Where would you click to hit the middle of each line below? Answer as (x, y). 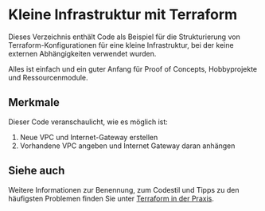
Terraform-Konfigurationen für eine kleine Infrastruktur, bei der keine (121, 45)
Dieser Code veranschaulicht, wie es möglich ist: (88, 122)
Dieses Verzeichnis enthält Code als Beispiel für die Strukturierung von (124, 37)
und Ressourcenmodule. (49, 77)
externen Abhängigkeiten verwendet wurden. (82, 53)
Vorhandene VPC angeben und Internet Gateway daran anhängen (127, 146)
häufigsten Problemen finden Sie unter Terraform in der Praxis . (111, 198)
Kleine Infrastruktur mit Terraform (123, 15)
